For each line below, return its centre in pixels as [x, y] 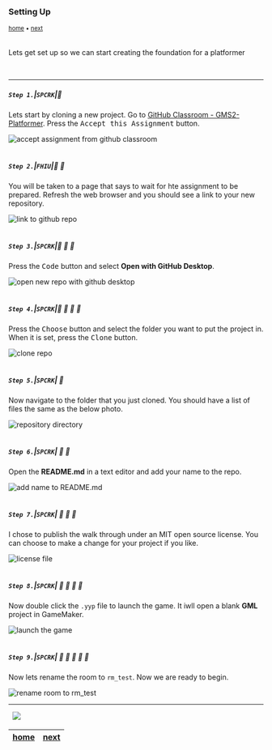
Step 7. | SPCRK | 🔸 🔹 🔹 [42, 513]
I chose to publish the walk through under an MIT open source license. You [134, 535]
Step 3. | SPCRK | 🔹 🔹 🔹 [42, 245]
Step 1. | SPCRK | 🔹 [35, 94]
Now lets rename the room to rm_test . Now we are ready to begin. [119, 677]
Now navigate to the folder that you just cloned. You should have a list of [130, 400]
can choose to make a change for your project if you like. [104, 543]
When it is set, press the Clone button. [73, 338]
